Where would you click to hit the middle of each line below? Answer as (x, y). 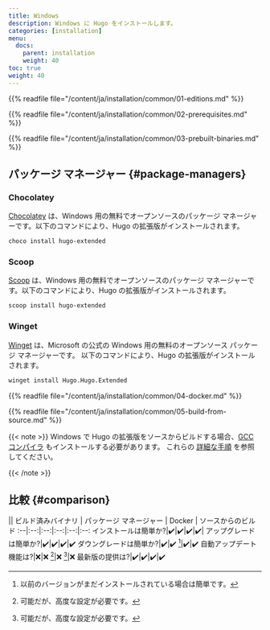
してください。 (33, 456)
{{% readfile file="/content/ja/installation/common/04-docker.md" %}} (125, 396)
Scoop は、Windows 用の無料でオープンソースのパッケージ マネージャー (128, 280)
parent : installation (59, 53)
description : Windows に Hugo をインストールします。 (92, 23)
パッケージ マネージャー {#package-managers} (127, 174)
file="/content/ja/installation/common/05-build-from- (138, 411)
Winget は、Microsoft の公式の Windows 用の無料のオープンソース (118, 345)
